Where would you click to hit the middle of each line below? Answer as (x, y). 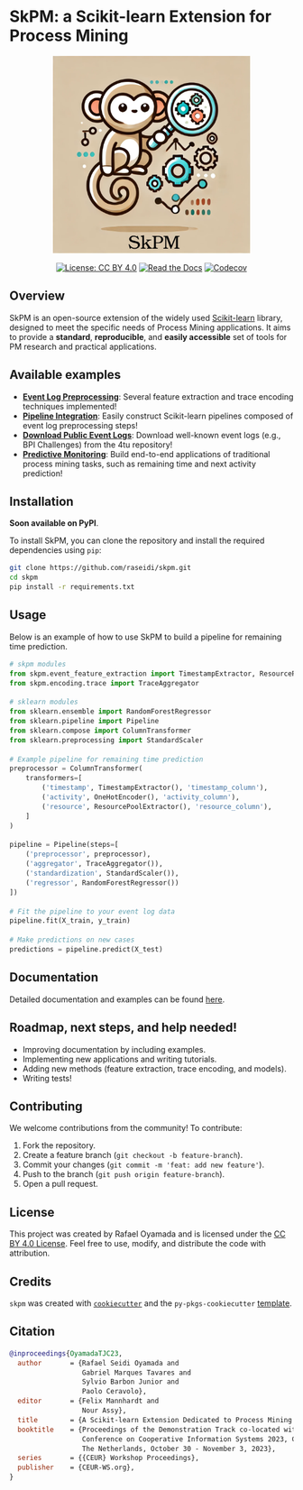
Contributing (46, 1106)
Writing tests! (47, 1078)
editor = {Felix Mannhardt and (88, 1401)
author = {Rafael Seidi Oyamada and (98, 1363)
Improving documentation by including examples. (114, 1049)
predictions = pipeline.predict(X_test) (87, 950)
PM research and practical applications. (83, 346)
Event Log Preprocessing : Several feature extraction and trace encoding (158, 396)
